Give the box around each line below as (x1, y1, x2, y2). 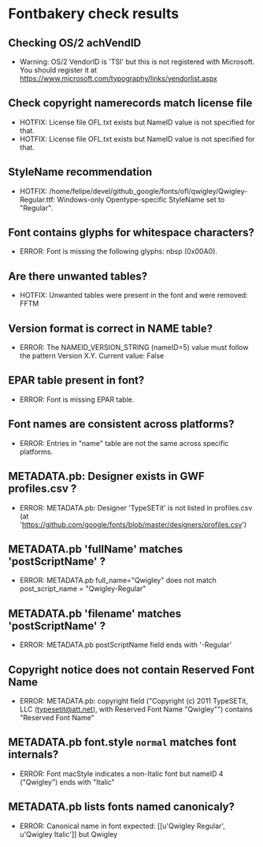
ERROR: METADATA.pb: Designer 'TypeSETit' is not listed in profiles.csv (19, 503, 253, 512)
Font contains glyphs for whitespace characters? (8, 226, 254, 240)
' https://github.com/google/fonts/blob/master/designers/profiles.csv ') (19, 519, 247, 529)
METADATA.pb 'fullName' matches (8, 542, 183, 555)
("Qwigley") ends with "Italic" (19, 777, 116, 786)
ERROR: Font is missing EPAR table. (19, 395, 135, 404)
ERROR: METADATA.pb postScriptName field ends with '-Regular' (19, 640, 232, 650)
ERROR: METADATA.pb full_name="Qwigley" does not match (19, 576, 217, 585)
